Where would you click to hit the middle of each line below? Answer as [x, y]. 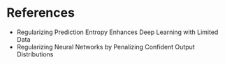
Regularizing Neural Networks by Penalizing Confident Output [106, 47]
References [41, 13]
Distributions [35, 54]
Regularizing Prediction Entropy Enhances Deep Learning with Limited [117, 32]
